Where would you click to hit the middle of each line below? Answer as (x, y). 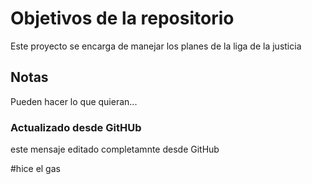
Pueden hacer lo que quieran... (74, 101)
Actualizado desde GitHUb (76, 127)
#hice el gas (35, 169)
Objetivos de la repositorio (122, 18)
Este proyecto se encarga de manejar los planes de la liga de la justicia (156, 46)
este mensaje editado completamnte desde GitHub (115, 149)
